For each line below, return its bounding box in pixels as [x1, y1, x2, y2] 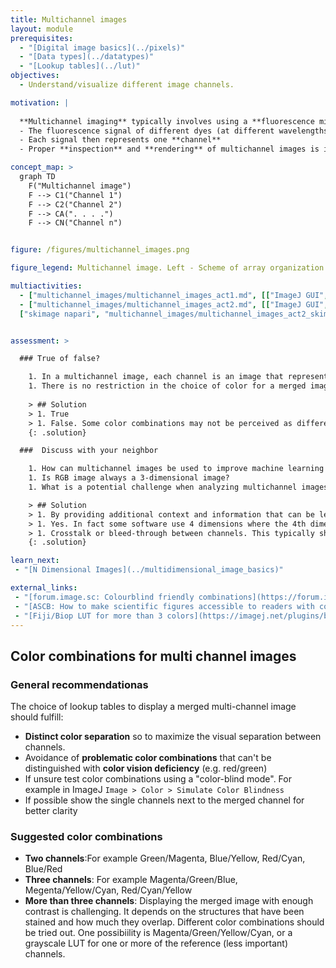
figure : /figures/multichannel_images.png [10, 245, 190, 255]
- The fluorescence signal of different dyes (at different [19, 126, 275, 136]
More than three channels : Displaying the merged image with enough [24, 895, 314, 907]
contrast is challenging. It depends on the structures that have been [24, 906, 305, 918]
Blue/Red [24, 863, 63, 875]
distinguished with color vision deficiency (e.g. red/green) [24, 762, 268, 775]
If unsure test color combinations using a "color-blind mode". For [24, 773, 292, 785]
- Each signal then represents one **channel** [19, 135, 222, 145]
